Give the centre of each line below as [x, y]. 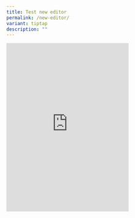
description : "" [27, 29]
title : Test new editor [37, 12]
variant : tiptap [27, 23]
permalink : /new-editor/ [38, 18]
